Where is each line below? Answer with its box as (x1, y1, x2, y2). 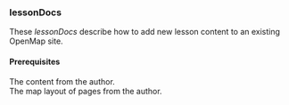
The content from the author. (9, 76, 116, 86)
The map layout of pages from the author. (9, 85, 162, 96)
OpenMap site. (9, 36, 64, 46)
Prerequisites (9, 56, 61, 67)
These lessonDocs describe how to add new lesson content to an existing (9, 27, 281, 37)
